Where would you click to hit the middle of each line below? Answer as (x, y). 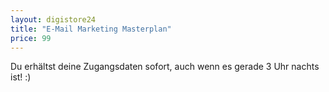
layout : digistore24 (53, 19)
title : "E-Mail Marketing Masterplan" (91, 29)
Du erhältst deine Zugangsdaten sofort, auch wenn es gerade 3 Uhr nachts (165, 67)
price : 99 (31, 38)
